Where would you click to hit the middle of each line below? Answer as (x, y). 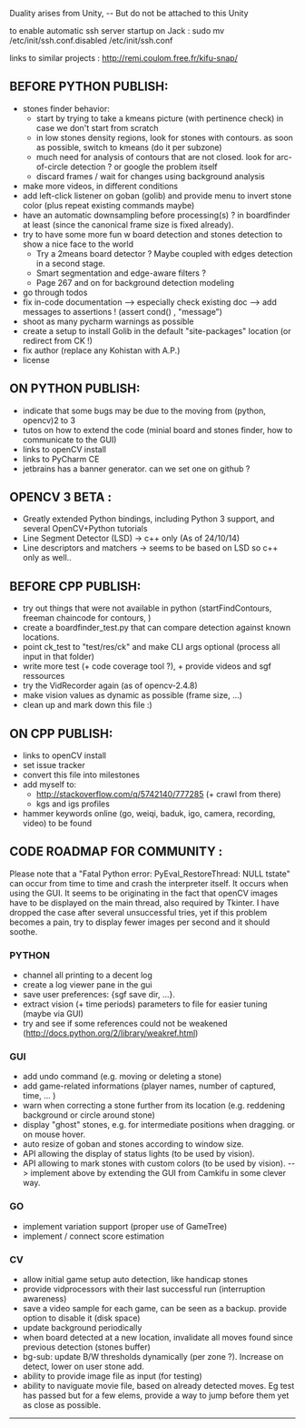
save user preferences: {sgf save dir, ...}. (98, 995)
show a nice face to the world (78, 244)
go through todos (55, 292)
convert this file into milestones (81, 775)
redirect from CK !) (58, 340)
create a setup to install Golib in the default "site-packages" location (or (157, 330)
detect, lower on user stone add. (84, 1367)
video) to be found (57, 824)
